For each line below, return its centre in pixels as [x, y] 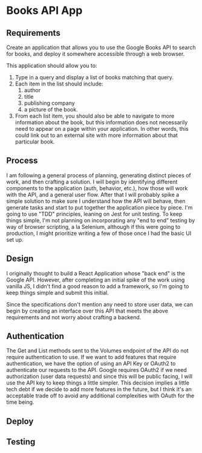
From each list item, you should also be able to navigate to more [95, 116]
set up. [15, 239]
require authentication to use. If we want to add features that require [91, 357]
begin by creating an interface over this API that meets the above [87, 311]
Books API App [44, 11]
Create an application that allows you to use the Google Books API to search [101, 47]
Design [20, 259]
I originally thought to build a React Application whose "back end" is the [96, 273]
